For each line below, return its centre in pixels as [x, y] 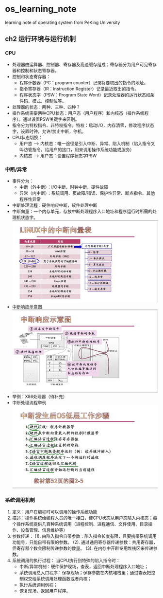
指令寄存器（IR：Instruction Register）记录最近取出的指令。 [79, 89]
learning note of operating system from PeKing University [63, 22]
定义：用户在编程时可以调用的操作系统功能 [55, 511]
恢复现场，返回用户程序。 [45, 591]
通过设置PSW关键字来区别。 [51, 119]
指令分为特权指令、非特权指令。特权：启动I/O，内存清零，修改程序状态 [83, 125]
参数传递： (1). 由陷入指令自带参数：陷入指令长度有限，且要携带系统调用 [84, 536]
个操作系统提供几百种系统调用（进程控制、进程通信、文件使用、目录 [80, 524]
